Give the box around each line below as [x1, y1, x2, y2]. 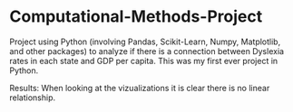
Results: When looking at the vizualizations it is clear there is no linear [9, 82, 270, 93]
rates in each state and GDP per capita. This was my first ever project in [9, 55, 278, 66]
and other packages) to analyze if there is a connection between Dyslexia [9, 45, 284, 56]
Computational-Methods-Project [9, 6, 263, 27]
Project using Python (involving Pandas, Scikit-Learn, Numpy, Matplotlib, [9, 36, 281, 47]
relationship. [9, 92, 56, 103]
